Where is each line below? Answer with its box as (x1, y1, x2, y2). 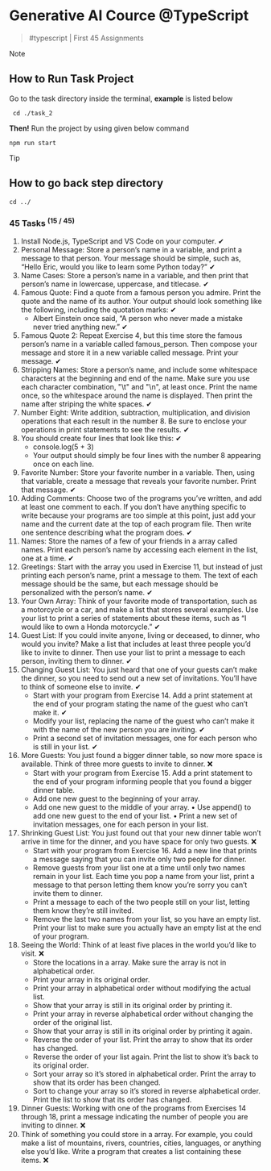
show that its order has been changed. (32, 1077, 161, 1087)
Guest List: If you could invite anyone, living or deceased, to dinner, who (20, 631, 261, 640)
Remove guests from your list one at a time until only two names (32, 863, 246, 873)
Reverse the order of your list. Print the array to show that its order (32, 1035, 253, 1044)
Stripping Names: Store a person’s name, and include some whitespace (20, 365, 258, 375)
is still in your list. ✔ (32, 742, 98, 752)
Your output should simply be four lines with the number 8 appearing (32, 451, 261, 460)
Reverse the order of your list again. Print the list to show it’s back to (32, 1052, 259, 1062)
